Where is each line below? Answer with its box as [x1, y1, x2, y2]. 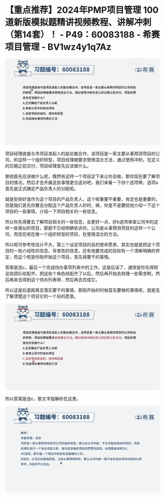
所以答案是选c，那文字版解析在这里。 [5, 396, 81, 402]
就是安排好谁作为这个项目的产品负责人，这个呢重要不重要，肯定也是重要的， [5, 196, 160, 202]
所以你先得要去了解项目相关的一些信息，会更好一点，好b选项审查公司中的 [5, 218, 154, 224]
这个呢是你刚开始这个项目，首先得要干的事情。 [18, 254, 113, 260]
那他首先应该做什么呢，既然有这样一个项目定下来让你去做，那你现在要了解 [5, 173, 156, 179]
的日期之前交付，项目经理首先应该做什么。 [5, 163, 91, 169]
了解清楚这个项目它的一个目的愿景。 [5, 293, 79, 299]
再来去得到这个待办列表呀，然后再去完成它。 [9, 277, 100, 282]
